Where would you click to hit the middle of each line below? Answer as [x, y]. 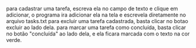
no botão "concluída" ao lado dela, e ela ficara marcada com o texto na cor [98, 34]
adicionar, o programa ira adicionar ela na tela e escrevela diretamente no [96, 15]
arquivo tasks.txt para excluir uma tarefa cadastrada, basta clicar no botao [97, 21]
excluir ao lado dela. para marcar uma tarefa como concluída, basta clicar [96, 27]
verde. [14, 40]
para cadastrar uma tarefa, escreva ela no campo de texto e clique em [92, 9]
